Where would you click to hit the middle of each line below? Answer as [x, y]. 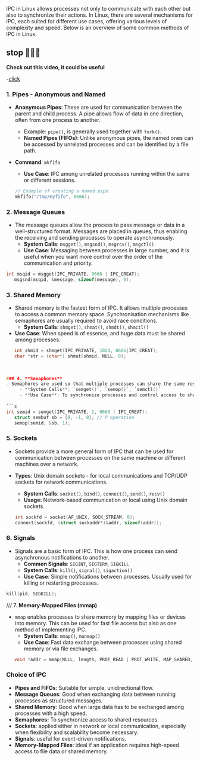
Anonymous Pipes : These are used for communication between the [98, 108]
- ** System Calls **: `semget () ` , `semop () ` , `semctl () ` [90, 390]
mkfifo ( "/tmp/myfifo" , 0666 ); [52, 197]
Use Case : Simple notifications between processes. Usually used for [108, 576]
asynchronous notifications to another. [62, 557]
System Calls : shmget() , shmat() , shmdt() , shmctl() [86, 327]
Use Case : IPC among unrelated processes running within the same [107, 174]
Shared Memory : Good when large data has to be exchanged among [99, 707]
